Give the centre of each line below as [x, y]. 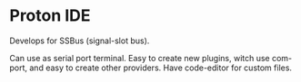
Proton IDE [50, 16]
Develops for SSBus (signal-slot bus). [80, 41]
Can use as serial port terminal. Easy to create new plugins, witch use [140, 58]
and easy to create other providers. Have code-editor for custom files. [161, 68]
